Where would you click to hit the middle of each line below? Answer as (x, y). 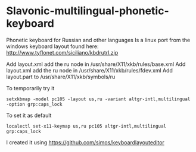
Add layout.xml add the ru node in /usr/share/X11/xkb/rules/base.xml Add (96, 64)
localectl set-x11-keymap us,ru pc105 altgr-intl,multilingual (86, 126)
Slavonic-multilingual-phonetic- (88, 11)
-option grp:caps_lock (34, 104)
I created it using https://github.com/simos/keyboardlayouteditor (85, 142)
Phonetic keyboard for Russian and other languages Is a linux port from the (98, 40)
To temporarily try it (30, 88)
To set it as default (29, 115)
